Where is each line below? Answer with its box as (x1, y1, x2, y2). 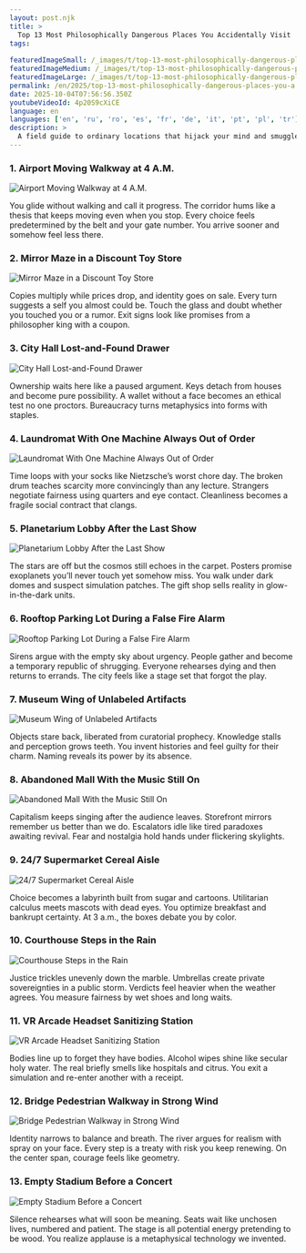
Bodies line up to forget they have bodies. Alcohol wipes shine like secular (9, 1053, 289, 1064)
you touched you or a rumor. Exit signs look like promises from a (9, 310, 250, 321)
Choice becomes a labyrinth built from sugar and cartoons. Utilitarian (9, 891, 269, 902)
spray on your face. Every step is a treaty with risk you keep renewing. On (9, 1143, 287, 1154)
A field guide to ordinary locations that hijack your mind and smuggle (17, 132, 300, 141)
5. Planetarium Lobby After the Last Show (9, 522, 198, 535)
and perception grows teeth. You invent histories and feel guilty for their (9, 740, 280, 751)
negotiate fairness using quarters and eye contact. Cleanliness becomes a (9, 490, 289, 501)
